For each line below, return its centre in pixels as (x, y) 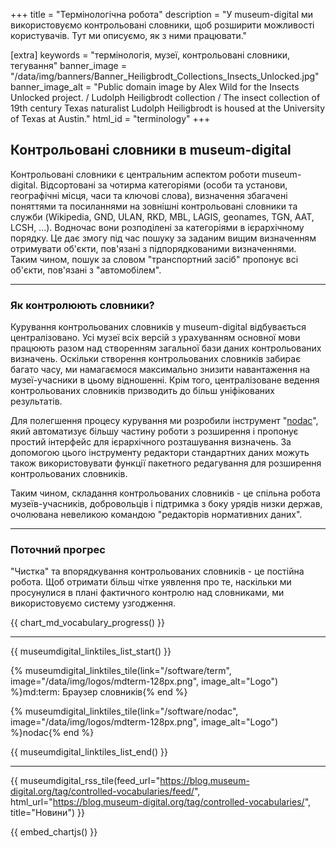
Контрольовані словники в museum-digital (151, 150)
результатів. (36, 401)
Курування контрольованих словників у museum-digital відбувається (158, 327)
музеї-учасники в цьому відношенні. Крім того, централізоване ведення (165, 380)
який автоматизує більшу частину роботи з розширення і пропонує (154, 431)
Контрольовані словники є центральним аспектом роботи (135, 174)
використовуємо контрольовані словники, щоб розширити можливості (162, 25)
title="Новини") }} (47, 813)
